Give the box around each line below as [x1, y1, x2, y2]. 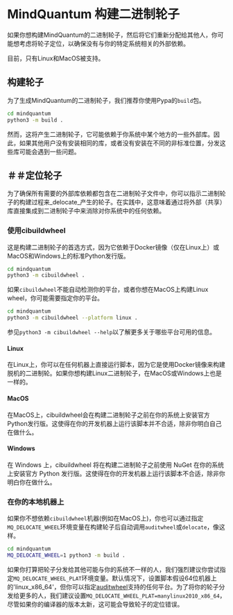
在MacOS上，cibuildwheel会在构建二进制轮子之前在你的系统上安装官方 [7, 411, 210, 419]
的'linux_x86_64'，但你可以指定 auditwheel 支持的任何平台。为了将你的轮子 [7, 582, 219, 591]
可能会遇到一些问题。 [19, 147, 80, 156]
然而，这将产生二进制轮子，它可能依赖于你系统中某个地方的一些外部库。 [7, 130, 214, 138]
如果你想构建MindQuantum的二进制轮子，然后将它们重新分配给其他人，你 [7, 31, 218, 39]
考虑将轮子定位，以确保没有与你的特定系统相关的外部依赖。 [19, 39, 189, 47]
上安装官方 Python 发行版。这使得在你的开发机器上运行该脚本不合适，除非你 [7, 469, 225, 477]
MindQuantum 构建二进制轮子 [7, 6, 180, 22]
